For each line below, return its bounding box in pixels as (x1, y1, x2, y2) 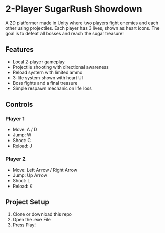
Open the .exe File (12, 216, 51, 222)
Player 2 (5, 155, 26, 162)
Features (5, 45, 34, 54)
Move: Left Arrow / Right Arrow (12, 167, 77, 173)
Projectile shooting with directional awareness (12, 64, 109, 70)
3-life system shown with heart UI (12, 74, 84, 81)
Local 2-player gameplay (12, 59, 65, 65)
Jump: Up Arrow (12, 172, 47, 178)
